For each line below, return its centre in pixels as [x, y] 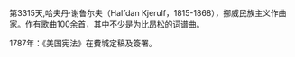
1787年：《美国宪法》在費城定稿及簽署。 [83, 43]
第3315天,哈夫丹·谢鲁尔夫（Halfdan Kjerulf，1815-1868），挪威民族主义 [140, 13]
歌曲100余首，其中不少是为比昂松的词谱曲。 [122, 24]
